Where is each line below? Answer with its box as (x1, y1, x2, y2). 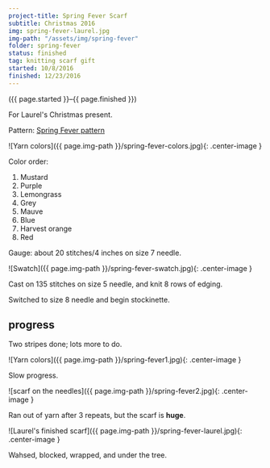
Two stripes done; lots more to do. (8, 340, 123, 349)
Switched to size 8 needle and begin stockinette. (8, 295, 171, 304)
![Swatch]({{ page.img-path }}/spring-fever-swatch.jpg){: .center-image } (8, 263, 252, 273)
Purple (19, 181, 43, 190)
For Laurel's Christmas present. (8, 110, 113, 119)
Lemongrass (19, 189, 62, 198)
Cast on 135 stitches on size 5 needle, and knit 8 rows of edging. (8, 279, 223, 289)
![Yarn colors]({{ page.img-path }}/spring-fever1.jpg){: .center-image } (8, 355, 242, 365)
